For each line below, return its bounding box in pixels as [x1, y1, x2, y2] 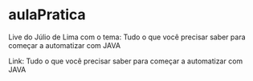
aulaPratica [8, 6, 86, 24]
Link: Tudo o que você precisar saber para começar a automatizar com [8, 56, 243, 66]
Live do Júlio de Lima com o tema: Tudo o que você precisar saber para [8, 32, 247, 42]
